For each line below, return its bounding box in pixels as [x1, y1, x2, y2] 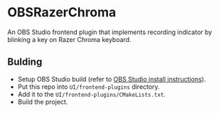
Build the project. [17, 97, 68, 106]
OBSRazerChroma [7, 4, 117, 21]
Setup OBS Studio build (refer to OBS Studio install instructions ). [17, 75, 206, 83]
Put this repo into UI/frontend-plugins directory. [17, 82, 160, 91]
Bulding [7, 56, 43, 68]
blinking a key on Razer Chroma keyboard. [7, 35, 132, 43]
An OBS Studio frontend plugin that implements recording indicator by [7, 28, 213, 36]
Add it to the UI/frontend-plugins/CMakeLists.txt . [17, 90, 166, 98]
